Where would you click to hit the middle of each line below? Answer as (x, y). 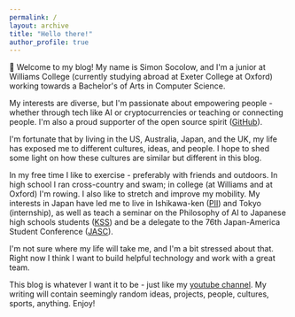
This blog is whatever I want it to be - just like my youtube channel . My (138, 285)
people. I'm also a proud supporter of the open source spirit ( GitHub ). (136, 122)
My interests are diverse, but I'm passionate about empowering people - (141, 104)
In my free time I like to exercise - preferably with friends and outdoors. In (144, 175)
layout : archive (39, 26)
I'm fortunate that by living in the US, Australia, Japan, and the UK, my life (143, 139)
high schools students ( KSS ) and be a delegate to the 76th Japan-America (145, 222)
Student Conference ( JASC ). (61, 232)
